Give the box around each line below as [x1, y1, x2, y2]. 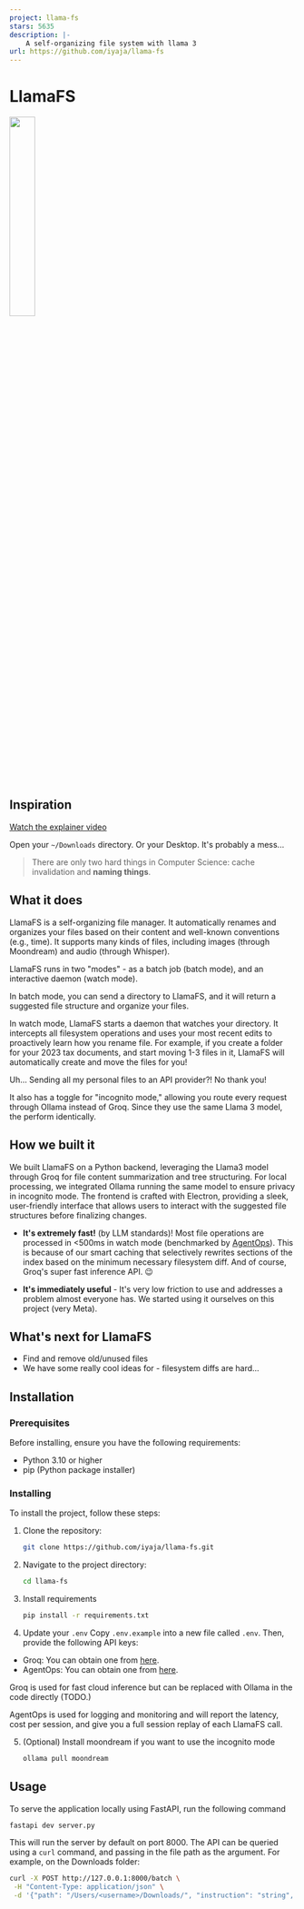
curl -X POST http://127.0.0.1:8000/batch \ [9, 1874, 181, 1884]
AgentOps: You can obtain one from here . [22, 1664, 179, 1675]
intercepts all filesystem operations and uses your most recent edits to [9, 1028, 272, 1039]
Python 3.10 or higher [22, 1455, 103, 1466]
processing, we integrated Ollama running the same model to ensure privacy [9, 1180, 296, 1191]
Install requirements [22, 1594, 97, 1605]
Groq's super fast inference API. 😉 [22, 1266, 154, 1277]
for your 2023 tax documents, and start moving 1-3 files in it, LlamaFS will [9, 1047, 285, 1058]
